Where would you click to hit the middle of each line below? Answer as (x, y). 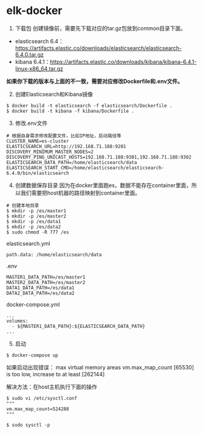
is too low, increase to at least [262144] (56, 374)
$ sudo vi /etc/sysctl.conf (42, 398)
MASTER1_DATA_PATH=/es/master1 (46, 277)
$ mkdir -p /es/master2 (36, 216)
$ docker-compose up (33, 355)
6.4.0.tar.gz (29, 54)
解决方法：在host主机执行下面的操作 (52, 386)
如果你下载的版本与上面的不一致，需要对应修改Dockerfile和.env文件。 (95, 81)
